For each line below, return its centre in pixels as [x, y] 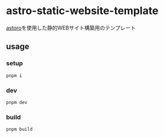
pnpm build [19, 129]
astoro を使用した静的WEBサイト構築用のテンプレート [71, 28]
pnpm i [14, 75]
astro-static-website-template [82, 11]
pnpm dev [17, 102]
